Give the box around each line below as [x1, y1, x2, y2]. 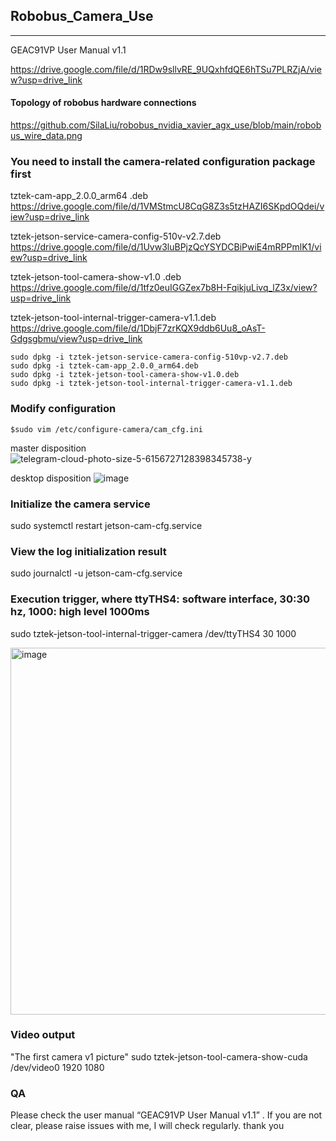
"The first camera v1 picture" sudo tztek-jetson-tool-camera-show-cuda [10, 1050, 308, 1063]
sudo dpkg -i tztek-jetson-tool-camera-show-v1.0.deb [10, 370, 240, 380]
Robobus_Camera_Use [10, 8, 154, 25]
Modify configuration [10, 402, 117, 416]
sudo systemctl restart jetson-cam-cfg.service [10, 519, 203, 531]
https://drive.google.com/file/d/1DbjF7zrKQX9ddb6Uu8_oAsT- [10, 322, 266, 334]
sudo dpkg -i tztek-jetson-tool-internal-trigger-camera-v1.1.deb [10, 379, 293, 389]
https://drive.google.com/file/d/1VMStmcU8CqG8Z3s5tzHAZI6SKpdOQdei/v [10, 200, 325, 213]
